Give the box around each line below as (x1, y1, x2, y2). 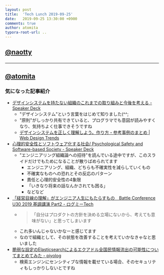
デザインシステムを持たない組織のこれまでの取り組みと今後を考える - (12, 100, 152, 105)
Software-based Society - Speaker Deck (12, 147, 94, 152)
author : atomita (5, 25, 38, 30)
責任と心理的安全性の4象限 (26, 177, 82, 182)
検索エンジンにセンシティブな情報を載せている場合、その (19, 259, 135, 265)
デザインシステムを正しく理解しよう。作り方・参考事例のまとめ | (19, 129, 150, 135)
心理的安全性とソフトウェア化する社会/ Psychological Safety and (12, 141, 143, 147)
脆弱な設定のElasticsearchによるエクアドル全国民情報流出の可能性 (12, 247, 146, 252)
